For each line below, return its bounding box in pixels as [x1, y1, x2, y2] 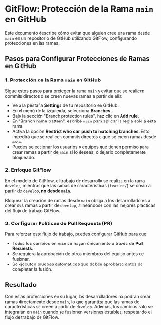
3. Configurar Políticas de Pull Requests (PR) [5, 220, 113, 226]
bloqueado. [12, 154, 36, 160]
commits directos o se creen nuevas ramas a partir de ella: [5, 93, 123, 99]
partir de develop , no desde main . [5, 188, 72, 194]
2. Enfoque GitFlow [5, 166, 51, 173]
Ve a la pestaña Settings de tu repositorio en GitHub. [12, 102, 119, 108]
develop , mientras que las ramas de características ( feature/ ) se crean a [5, 183, 151, 188]
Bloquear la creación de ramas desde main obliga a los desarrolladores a [5, 197, 151, 203]
